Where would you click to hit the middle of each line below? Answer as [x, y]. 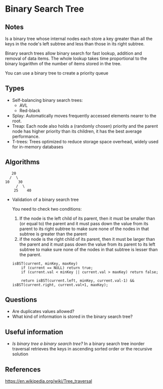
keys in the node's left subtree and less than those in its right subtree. [75, 44]
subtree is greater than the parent [53, 234]
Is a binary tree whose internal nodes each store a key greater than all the [79, 39]
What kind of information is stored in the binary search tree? [72, 317]
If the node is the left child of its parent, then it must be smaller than [87, 218]
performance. [26, 136]
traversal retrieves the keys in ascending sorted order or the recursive [82, 349]
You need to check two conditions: [47, 209]
